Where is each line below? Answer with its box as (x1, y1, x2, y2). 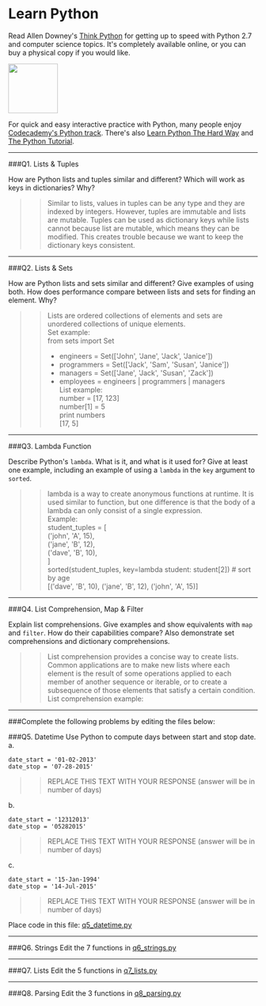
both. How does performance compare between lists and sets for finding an (8, 287, 256, 296)
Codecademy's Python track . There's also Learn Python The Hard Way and (8, 128, 254, 137)
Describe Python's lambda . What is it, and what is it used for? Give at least (8, 456, 248, 466)
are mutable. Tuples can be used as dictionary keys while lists (47, 215, 249, 224)
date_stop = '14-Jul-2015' (8, 882, 97, 890)
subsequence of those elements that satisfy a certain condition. (47, 685, 256, 695)
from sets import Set (47, 336, 115, 345)
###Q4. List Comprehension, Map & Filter (8, 604, 144, 614)
